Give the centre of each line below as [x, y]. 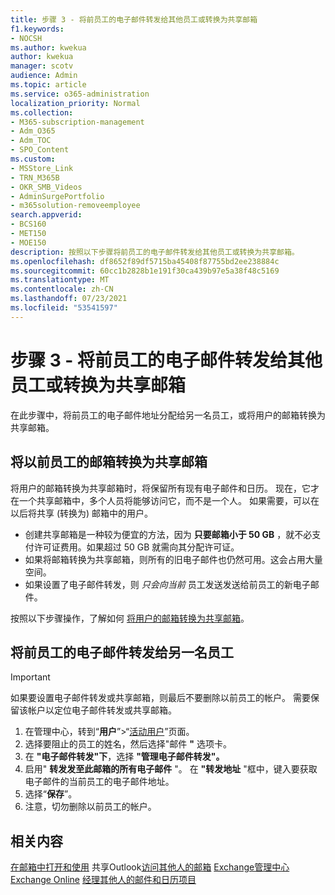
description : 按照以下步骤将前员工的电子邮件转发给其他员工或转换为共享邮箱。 [155, 252]
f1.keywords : [37, 29]
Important [30, 677]
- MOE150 [28, 242]
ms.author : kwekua [48, 47]
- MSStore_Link [42, 168]
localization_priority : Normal [75, 103]
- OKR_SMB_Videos [46, 187]
